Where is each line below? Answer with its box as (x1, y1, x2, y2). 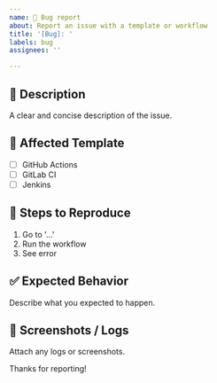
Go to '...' (21, 229, 55, 239)
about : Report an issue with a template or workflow (9, 21, 208, 30)
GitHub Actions (21, 159, 78, 169)
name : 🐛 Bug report (9, 12, 81, 22)
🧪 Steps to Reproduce (9, 206, 131, 221)
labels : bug (9, 37, 53, 47)
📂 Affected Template (9, 136, 125, 151)
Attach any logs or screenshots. (9, 347, 126, 357)
